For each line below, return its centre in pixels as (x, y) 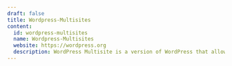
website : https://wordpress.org (60, 45)
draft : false (26, 13)
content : (20, 26)
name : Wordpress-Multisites (54, 39)
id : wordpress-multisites (51, 33)
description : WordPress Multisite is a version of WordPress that (111, 52)
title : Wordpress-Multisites (49, 20)
